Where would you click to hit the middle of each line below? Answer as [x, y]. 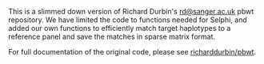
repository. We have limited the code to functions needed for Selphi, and [128, 20]
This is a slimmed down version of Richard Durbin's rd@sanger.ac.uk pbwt [131, 11]
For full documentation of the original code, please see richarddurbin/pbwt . [132, 52]
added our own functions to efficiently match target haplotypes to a [120, 28]
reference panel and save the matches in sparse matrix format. [112, 36]
